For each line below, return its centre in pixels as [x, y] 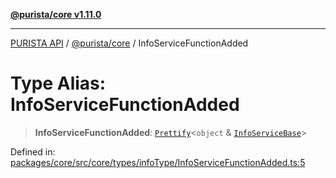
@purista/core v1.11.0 [56, 14]
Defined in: [33, 151]
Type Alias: [58, 83]
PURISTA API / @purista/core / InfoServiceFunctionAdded [129, 43]
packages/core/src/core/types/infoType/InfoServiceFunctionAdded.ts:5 [158, 162]
